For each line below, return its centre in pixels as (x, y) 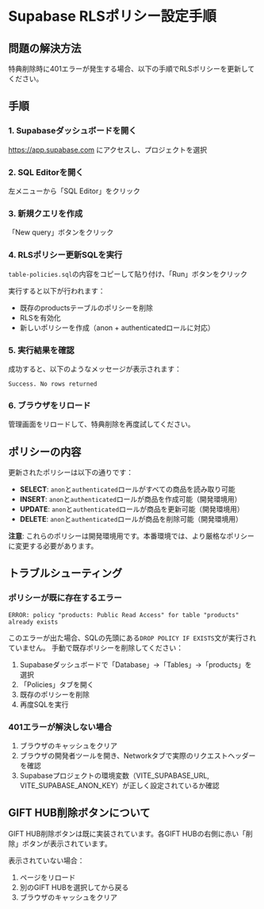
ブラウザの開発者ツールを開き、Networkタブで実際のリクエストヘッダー (138, 756)
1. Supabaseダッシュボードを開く (73, 130)
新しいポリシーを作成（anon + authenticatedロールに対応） (117, 328)
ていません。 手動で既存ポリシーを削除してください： (96, 647)
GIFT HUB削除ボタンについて (79, 813)
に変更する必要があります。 (53, 546)
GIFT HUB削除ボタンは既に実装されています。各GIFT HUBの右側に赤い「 (127, 833)
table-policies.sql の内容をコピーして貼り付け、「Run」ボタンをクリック (128, 274)
